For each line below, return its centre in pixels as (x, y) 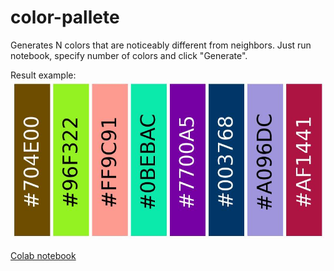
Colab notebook (43, 256)
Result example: (43, 75)
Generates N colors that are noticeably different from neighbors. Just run (161, 45)
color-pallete (65, 17)
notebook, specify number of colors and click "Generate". (129, 55)
